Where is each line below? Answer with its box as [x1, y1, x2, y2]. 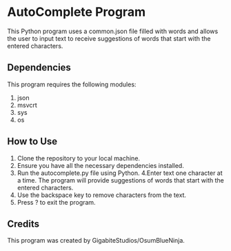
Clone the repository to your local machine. [17, 154, 140, 162]
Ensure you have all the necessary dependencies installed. [17, 161, 184, 169]
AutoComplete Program [7, 4, 146, 20]
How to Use [7, 136, 58, 147]
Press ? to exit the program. [17, 198, 96, 206]
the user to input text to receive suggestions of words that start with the [7, 34, 211, 42]
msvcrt [17, 101, 38, 109]
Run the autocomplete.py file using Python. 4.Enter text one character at [17, 169, 223, 177]
